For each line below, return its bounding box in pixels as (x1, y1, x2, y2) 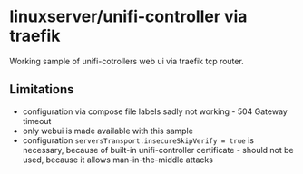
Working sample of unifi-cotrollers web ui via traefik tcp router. (9, 55, 245, 66)
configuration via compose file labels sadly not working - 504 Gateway (22, 106, 288, 117)
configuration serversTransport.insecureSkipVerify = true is (22, 134, 254, 146)
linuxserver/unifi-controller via (9, 6, 248, 27)
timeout (22, 115, 52, 126)
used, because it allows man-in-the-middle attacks (22, 154, 213, 165)
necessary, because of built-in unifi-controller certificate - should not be (22, 144, 294, 155)
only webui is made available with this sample (22, 125, 193, 136)
